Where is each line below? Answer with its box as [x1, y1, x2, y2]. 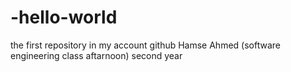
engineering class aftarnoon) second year [10, 49, 183, 61]
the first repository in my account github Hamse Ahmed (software [10, 39, 281, 51]
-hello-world [10, 6, 118, 29]
